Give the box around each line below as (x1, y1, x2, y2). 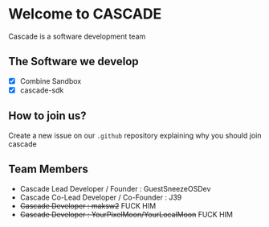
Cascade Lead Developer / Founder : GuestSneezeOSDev (19, 184, 211, 193)
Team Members (8, 163, 88, 176)
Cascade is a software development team (8, 31, 146, 41)
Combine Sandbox (19, 76, 82, 85)
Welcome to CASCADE (8, 5, 162, 23)
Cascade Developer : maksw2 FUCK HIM (19, 200, 157, 210)
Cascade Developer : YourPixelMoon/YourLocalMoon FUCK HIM (19, 209, 233, 219)
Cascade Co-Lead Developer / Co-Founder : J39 (19, 192, 182, 202)
